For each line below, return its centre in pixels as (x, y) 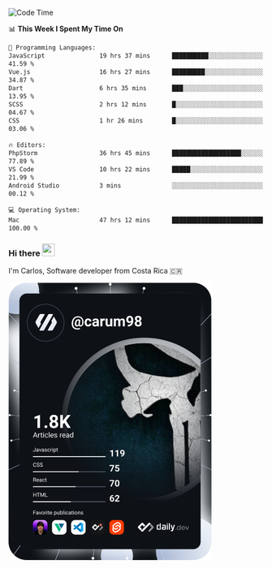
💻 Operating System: (45, 210)
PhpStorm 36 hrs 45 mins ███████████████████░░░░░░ (136, 153)
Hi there (24, 253)
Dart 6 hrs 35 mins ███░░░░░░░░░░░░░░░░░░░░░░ (136, 88)
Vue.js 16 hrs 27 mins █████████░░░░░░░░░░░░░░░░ (136, 72)
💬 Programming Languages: (52, 48)
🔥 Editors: (27, 145)
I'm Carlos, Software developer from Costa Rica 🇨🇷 (95, 271)
